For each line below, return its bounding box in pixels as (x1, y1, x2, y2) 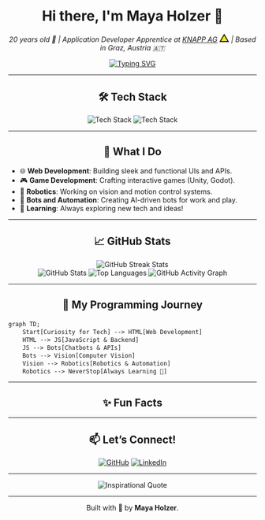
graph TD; (8, 320, 41, 328)
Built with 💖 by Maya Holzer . (86, 503, 179, 513)
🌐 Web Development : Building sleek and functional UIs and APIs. (19, 165, 233, 176)
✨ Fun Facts (102, 396, 163, 409)
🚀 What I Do (103, 145, 162, 158)
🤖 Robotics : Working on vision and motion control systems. (19, 187, 213, 196)
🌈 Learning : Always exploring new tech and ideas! (19, 203, 184, 213)
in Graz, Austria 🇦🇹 (99, 43, 166, 53)
